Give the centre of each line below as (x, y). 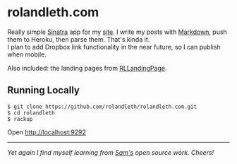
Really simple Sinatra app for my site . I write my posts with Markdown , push (117, 32)
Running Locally (43, 90)
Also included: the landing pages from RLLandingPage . (87, 68)
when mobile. (27, 54)
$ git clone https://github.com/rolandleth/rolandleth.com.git (102, 107)
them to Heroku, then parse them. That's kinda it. (79, 39)
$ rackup (20, 119)
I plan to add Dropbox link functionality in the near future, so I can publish (114, 47)
